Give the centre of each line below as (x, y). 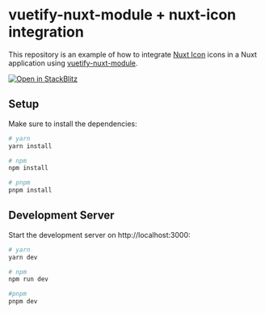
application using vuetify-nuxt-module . (73, 63)
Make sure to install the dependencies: (73, 124)
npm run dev (28, 279)
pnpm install (30, 190)
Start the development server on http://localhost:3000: (100, 235)
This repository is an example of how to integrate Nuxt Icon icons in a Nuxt (132, 54)
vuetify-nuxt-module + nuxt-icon (122, 15)
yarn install (30, 146)
